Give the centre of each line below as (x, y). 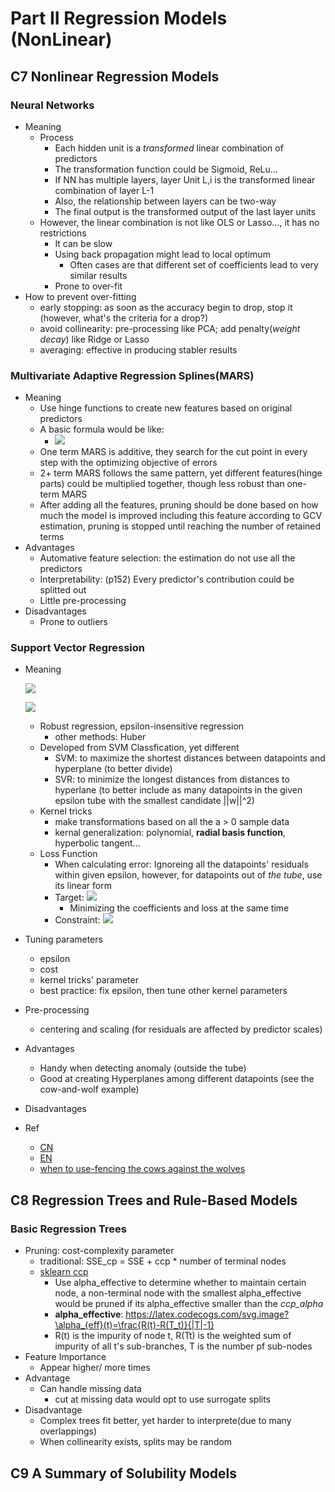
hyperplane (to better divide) (113, 769)
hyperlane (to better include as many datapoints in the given (178, 790)
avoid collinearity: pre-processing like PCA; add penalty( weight (170, 328)
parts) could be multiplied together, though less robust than (162, 484)
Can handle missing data (90, 1389)
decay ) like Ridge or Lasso (94, 339)
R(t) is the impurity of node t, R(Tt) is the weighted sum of (173, 1336)
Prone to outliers (73, 622)
